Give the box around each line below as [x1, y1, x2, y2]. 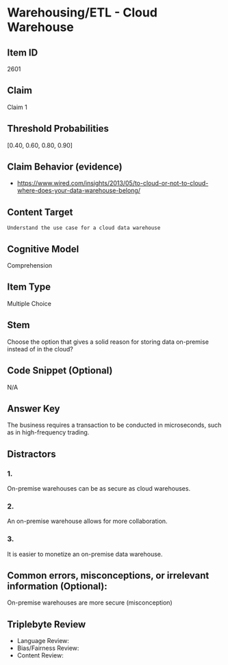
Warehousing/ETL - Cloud [7, 5, 157, 21]
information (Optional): [7, 580, 107, 592]
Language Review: [16, 637, 70, 645]
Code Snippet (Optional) [7, 365, 113, 377]
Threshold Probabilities [7, 123, 110, 135]
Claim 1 [7, 103, 27, 111]
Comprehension [7, 261, 53, 270]
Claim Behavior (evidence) [7, 161, 123, 173]
